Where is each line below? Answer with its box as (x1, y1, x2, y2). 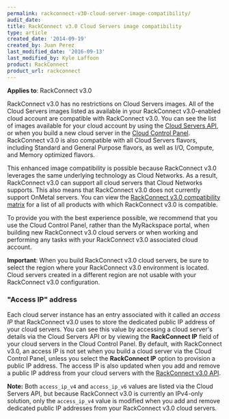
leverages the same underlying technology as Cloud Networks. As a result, (7, 171, 218, 179)
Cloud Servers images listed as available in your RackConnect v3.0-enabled (7, 107, 221, 115)
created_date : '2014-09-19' (7, 36, 87, 43)
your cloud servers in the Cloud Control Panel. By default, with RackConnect (7, 339, 222, 348)
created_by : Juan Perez (7, 42, 75, 49)
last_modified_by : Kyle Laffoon (7, 55, 99, 62)
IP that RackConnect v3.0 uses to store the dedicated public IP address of (7, 318, 215, 326)
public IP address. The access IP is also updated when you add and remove (7, 361, 220, 370)
